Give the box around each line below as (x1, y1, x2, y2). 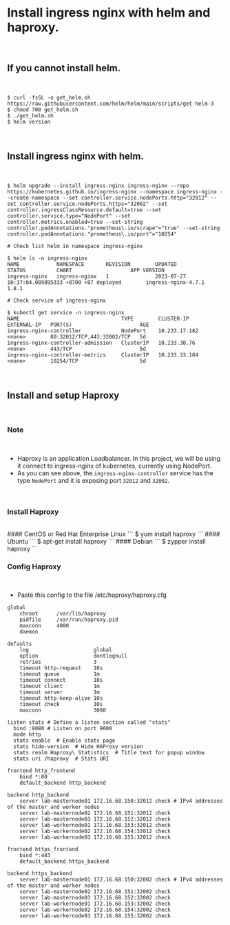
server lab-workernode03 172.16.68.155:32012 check (19, 834, 171, 841)
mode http (13, 731, 41, 738)
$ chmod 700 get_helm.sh (7, 106, 79, 113)
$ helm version (7, 118, 51, 125)
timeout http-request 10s (19, 665, 103, 671)
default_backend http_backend (19, 779, 107, 787)
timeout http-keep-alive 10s (19, 695, 103, 702)
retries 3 (19, 658, 97, 666)
